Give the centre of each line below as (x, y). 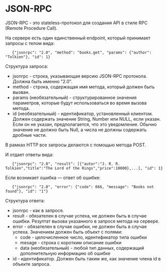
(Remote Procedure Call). (31, 28)
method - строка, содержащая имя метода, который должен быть (83, 87)
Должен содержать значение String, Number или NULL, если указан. (87, 119)
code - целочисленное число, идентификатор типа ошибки (83, 237)
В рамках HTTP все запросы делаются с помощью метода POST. (76, 145)
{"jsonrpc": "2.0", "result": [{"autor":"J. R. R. (66, 164)
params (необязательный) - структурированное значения (74, 97)
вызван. (21, 92)
